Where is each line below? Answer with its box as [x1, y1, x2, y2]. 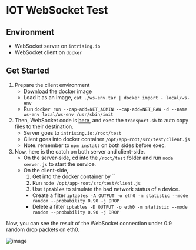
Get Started [6, 66, 49, 76]
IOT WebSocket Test [6, 4, 108, 17]
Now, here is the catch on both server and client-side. [14, 148, 145, 155]
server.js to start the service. [23, 160, 97, 168]
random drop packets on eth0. [6, 226, 80, 233]
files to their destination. [14, 123, 74, 130]
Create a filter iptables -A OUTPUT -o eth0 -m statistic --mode [32, 192, 188, 199]
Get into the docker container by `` [32, 173, 116, 180]
